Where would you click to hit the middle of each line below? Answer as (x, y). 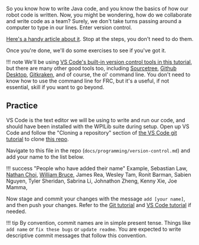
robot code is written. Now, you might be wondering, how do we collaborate (99, 15)
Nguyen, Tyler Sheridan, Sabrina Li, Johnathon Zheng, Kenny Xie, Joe (91, 181)
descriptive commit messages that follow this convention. (77, 235)
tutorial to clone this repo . (38, 139)
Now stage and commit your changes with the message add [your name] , (96, 199)
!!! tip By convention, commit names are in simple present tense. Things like (99, 222)
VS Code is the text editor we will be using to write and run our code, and (96, 120)
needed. (16, 211)
